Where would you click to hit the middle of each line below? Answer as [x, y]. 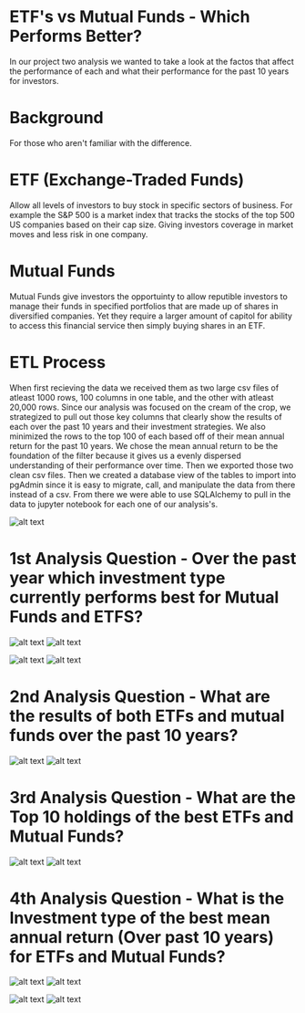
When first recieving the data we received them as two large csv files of [144, 387]
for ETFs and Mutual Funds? [117, 956]
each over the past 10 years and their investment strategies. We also [137, 426]
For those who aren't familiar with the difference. [101, 142]
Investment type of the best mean [140, 918]
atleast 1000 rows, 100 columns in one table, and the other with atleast [142, 397]
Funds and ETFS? [76, 616]
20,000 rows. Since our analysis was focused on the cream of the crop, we [150, 407]
